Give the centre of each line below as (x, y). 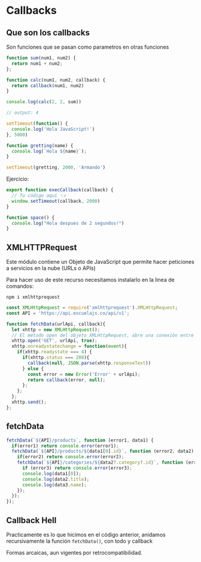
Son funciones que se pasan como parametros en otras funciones (88, 47)
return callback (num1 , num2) (48, 85)
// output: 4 (22, 113)
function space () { (31, 217)
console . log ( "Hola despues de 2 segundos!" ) (68, 223)
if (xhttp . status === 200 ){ (56, 357)
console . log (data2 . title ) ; (56, 479)
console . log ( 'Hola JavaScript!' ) (53, 129)
